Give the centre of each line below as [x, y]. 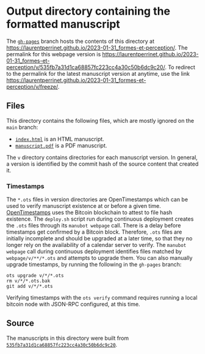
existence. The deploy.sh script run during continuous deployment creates [100, 219]
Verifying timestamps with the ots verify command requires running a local [102, 298]
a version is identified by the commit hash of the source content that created [103, 164]
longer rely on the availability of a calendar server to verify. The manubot [96, 245]
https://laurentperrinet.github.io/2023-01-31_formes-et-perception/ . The [97, 48]
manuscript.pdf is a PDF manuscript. [61, 146]
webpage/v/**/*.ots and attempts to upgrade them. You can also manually [99, 258]
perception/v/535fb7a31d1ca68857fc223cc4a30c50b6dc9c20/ [86, 67]
